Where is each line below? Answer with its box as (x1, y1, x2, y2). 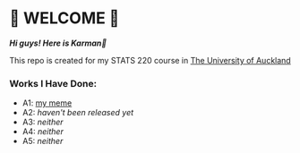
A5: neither (21, 136, 64, 147)
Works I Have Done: (9, 77, 97, 89)
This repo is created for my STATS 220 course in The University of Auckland (9, 55, 291, 65)
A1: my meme (21, 98, 73, 108)
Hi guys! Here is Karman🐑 (9, 38, 107, 48)
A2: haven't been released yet (21, 107, 134, 118)
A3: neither (21, 116, 64, 128)
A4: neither (21, 126, 64, 137)
